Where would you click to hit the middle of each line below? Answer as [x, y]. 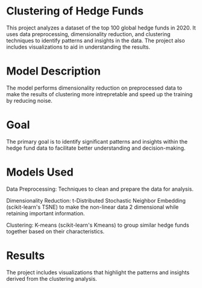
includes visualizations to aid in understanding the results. [78, 47]
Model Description [54, 71]
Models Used [40, 172]
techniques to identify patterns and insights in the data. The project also [96, 40]
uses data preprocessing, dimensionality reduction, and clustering [88, 34]
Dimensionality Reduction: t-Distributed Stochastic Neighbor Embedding [96, 200]
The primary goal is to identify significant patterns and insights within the [97, 141]
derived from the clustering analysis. [52, 278]
